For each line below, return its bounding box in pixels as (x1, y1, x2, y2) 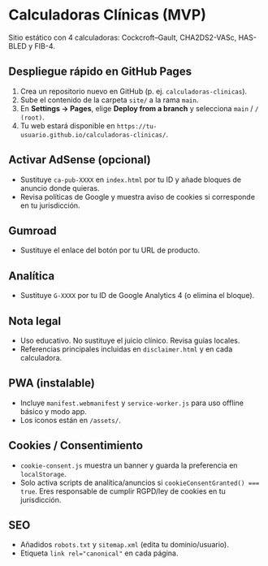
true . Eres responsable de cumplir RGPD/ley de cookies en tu (19, 486, 226, 496)
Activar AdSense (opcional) (8, 153, 152, 167)
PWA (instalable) (8, 376, 95, 391)
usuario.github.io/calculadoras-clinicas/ (19, 131, 166, 139)
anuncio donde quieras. (19, 183, 100, 192)
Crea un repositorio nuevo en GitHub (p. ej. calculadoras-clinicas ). (19, 86, 248, 96)
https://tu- (116, 122, 158, 131)
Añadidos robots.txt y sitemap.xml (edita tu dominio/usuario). (19, 540, 229, 550)
